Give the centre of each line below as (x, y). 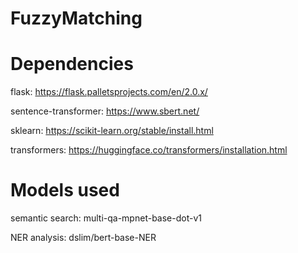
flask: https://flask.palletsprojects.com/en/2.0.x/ (109, 92)
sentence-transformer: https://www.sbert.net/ (105, 111)
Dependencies (72, 64)
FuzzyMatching (76, 18)
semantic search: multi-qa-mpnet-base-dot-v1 (106, 218)
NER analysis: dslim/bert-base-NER (83, 238)
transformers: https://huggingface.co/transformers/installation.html (149, 150)
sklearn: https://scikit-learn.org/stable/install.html (112, 131)
